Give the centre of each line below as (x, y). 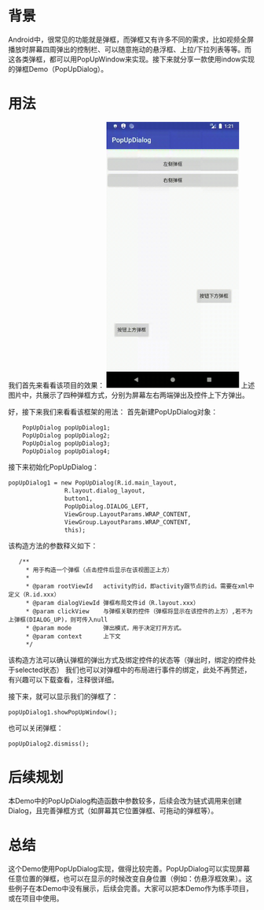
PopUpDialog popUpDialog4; (66, 451)
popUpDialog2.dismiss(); (49, 744)
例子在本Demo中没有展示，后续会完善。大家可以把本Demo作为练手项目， (134, 888)
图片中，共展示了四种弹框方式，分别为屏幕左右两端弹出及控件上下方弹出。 (128, 395)
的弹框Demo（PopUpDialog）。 (58, 69)
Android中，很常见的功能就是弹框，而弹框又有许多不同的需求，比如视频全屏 (131, 39)
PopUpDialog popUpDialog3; (66, 443)
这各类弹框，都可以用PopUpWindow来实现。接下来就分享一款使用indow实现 (132, 59)
